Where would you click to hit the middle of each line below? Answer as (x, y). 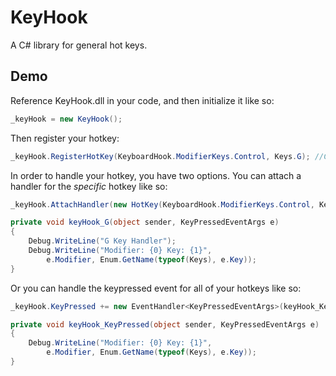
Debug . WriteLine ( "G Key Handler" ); (102, 241)
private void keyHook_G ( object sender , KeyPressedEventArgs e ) (145, 222)
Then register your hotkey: (65, 138)
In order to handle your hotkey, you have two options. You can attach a (156, 175)
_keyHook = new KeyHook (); (66, 119)
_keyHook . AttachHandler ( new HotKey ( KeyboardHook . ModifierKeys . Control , (162, 204)
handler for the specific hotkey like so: (89, 186)
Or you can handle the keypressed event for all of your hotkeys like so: (156, 288)
